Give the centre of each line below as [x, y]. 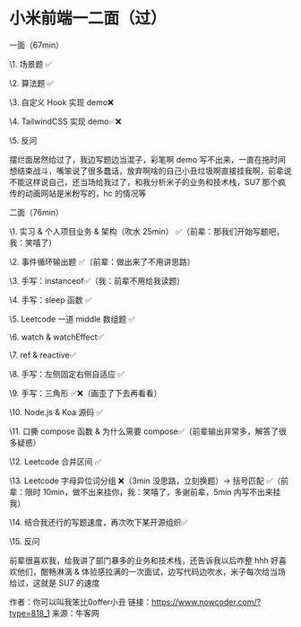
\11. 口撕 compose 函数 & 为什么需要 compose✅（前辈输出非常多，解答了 [144, 431]
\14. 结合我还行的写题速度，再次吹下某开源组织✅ [99, 522]
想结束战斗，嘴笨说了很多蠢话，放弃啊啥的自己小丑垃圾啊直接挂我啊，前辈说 [150, 171]
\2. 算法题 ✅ [32, 83]
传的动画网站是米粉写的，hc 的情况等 [78, 193]
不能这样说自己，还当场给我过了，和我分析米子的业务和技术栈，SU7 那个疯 [148, 181]
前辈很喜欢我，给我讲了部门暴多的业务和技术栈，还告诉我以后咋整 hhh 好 [144, 560]
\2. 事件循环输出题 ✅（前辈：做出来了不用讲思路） [102, 261]
